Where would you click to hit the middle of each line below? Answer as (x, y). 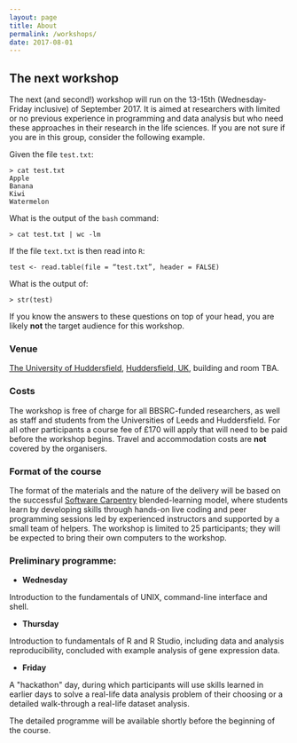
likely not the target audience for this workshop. (97, 326)
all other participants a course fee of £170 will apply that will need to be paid (148, 429)
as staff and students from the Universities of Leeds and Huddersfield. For (145, 420)
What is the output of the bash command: (84, 218)
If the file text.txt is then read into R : (77, 251)
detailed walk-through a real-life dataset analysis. (100, 704)
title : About (33, 26)
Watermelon (29, 202)
